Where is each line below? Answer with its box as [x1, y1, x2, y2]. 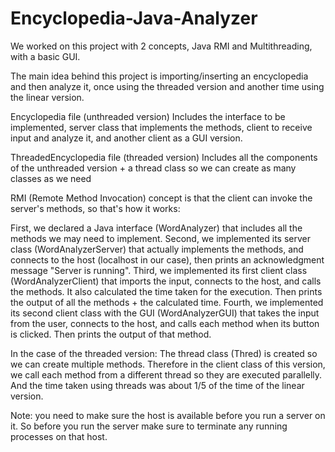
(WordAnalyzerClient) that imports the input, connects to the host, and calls [10, 275, 322, 287]
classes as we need [10, 172, 92, 184]
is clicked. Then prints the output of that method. [10, 328, 212, 340]
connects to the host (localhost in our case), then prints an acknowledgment [10, 253, 325, 266]
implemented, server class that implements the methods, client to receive [10, 121, 313, 133]
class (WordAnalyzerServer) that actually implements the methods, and [10, 243, 304, 255]
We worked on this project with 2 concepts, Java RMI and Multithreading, [10, 40, 313, 52]
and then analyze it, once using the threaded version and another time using [10, 80, 325, 92]
